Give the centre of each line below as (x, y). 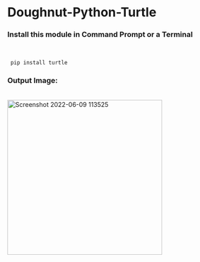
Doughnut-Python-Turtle (82, 12)
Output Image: (33, 81)
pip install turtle (39, 63)
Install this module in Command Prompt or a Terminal (100, 35)
